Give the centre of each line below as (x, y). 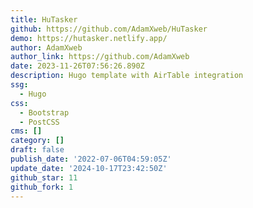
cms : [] (26, 131)
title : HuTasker (44, 19)
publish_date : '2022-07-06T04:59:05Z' (91, 159)
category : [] (37, 141)
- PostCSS (39, 122)
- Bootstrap (44, 112)
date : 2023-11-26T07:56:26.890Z (77, 66)
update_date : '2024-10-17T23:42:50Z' (89, 168)
